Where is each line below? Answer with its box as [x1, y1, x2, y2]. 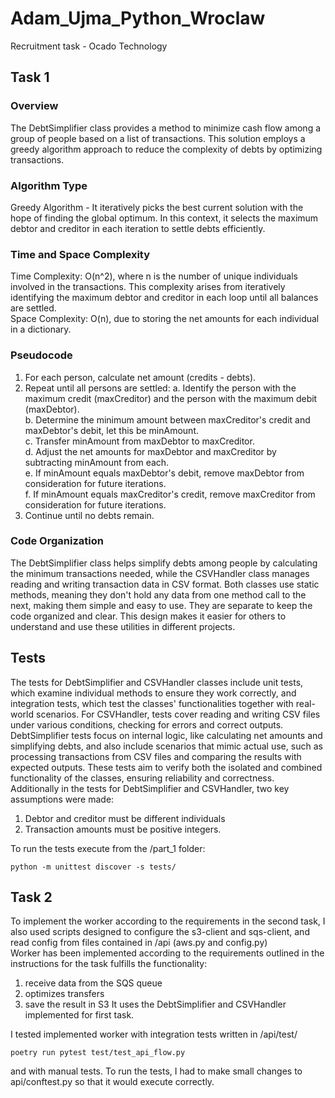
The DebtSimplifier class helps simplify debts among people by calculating [10, 557, 318, 569]
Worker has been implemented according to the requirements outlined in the [10, 947, 325, 959]
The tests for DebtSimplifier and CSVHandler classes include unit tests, [10, 676, 304, 688]
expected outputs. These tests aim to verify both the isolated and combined [10, 761, 323, 773]
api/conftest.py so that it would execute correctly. [10, 1076, 215, 1088]
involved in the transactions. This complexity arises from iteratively [10, 281, 286, 293]
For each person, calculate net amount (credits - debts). [24, 371, 257, 383]
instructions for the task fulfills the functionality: [10, 958, 208, 970]
